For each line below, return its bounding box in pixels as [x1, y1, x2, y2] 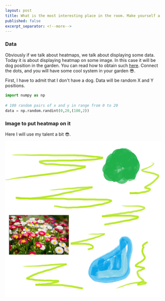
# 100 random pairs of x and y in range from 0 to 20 [5, 103, 119, 108]
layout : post [5, 8, 32, 13]
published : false [5, 18, 41, 23]
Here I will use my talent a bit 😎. [5, 131, 71, 137]
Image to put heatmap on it [5, 120, 71, 127]
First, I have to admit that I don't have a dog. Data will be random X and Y [5, 77, 154, 83]
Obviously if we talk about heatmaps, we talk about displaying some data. [5, 52, 155, 58]
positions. [5, 82, 25, 89]
